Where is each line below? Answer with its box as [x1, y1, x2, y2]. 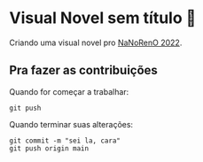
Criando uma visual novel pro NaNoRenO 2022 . [9, 37, 183, 48]
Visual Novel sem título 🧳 [9, 8, 197, 28]
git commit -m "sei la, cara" [9, 136, 121, 145]
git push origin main [9, 143, 90, 153]
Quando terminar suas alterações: [9, 119, 134, 129]
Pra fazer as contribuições [9, 63, 158, 78]
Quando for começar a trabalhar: [9, 86, 129, 96]
